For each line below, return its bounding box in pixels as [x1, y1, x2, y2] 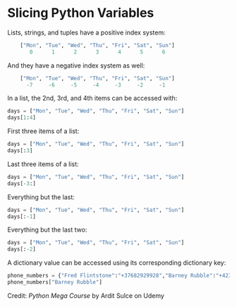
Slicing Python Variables [7, 5, 154, 21]
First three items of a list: [7, 127, 80, 135]
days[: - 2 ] [7, 246, 37, 253]
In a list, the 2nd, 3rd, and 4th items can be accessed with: [7, 94, 178, 103]
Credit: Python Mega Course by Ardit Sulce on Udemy [7, 291, 164, 300]
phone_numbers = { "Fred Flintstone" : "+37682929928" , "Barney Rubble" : [7, 272, 217, 280]
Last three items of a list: [7, 160, 79, 168]
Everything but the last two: [7, 225, 87, 234]
